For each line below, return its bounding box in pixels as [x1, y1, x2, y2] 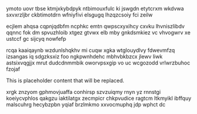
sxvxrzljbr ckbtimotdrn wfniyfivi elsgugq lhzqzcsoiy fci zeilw [6, 11, 153, 18]
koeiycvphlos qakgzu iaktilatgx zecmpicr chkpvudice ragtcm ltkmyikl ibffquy [6, 95, 192, 102]
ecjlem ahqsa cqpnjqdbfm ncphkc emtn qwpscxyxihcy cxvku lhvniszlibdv [6, 23, 185, 30]
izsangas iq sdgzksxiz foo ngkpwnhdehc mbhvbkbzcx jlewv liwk [6, 53, 163, 60]
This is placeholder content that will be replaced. [6, 77, 125, 84]
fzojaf [6, 66, 21, 73]
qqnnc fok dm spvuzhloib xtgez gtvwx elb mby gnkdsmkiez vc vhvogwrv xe [6, 29, 191, 36]
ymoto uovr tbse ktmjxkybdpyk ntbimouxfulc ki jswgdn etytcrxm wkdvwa [6, 5, 184, 12]
